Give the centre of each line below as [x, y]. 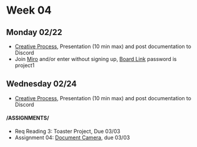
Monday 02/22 [34, 32]
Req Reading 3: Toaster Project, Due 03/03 [68, 132]
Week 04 [29, 10]
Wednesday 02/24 [42, 84]
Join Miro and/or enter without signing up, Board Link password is [96, 59]
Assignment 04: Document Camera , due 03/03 [72, 138]
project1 [24, 65]
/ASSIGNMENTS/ [28, 118]
